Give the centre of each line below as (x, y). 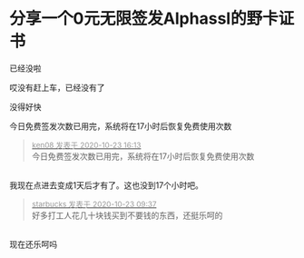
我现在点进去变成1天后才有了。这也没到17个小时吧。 (107, 185)
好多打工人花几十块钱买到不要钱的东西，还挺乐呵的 (127, 215)
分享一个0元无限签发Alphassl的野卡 (144, 19)
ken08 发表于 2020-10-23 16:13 (86, 145)
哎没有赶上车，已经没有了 (57, 87)
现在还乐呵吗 (33, 244)
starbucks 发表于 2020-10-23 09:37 (94, 204)
